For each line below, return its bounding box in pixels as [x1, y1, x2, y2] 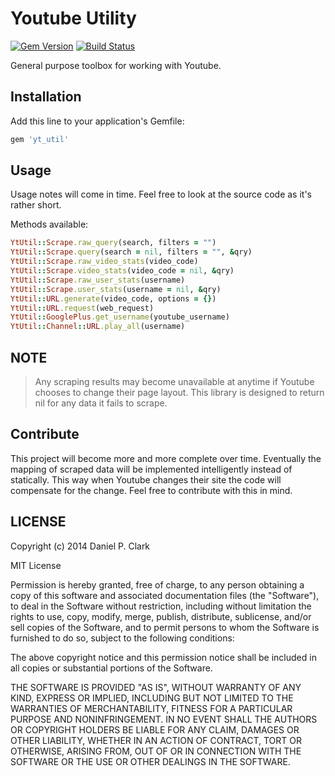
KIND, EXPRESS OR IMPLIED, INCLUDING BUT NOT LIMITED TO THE [10, 692, 294, 704]
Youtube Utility [10, 7, 137, 30]
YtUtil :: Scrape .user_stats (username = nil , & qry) [10, 284, 222, 294]
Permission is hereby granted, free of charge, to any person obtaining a [10, 578, 305, 591]
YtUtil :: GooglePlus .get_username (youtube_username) [10, 312, 230, 322]
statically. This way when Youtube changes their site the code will [10, 473, 282, 486]
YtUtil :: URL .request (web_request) [10, 303, 155, 313]
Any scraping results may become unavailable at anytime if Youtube [34, 376, 315, 387]
